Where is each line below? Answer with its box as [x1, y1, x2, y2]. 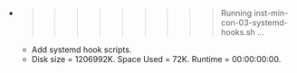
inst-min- [253, 8, 289, 18]
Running [220, 8, 253, 18]
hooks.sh [220, 27, 255, 37]
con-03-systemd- [220, 17, 288, 28]
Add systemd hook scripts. [31, 44, 132, 55]
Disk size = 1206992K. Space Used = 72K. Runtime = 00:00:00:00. [31, 54, 282, 64]
